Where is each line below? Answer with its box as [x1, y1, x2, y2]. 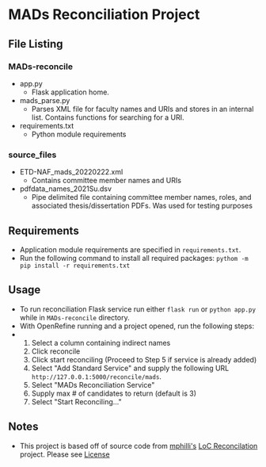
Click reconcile [31, 346, 81, 356]
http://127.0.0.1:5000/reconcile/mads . [31, 371, 162, 381]
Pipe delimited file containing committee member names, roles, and [31, 193, 252, 202]
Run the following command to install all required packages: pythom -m [19, 253, 249, 262]
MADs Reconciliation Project [8, 6, 200, 24]
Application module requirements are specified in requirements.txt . [19, 244, 241, 255]
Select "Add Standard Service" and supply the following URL [31, 363, 230, 373]
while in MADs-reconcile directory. [19, 312, 130, 322]
